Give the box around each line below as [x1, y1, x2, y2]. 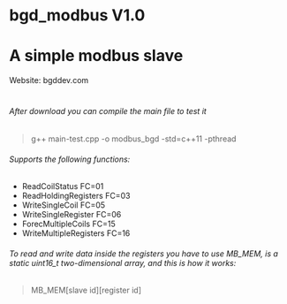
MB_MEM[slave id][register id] [30, 285, 142, 296]
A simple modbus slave [9, 46, 184, 66]
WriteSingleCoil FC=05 [21, 200, 106, 210]
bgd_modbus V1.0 [9, 5, 146, 26]
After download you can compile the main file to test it [9, 106, 208, 117]
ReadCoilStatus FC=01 [21, 181, 104, 192]
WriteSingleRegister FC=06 [21, 209, 122, 220]
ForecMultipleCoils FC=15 [21, 218, 117, 230]
